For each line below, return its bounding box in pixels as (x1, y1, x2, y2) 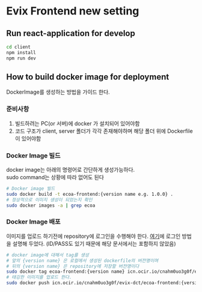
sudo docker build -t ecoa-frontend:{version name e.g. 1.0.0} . (6, 191, 173, 197)
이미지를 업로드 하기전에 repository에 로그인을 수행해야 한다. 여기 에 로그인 (6, 233, 181, 240)
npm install (6, 49, 36, 55)
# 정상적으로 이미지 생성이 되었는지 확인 (6, 196, 93, 202)
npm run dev (6, 55, 36, 61)
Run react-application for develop (6, 28, 135, 38)
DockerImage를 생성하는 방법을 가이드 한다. (6, 88, 110, 96)
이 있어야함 (14, 135, 41, 142)
